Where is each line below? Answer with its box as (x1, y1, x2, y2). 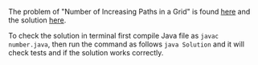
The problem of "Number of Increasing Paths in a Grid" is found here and (8, 7, 251, 16)
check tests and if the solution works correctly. (8, 48, 164, 57)
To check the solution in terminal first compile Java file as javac (8, 31, 219, 40)
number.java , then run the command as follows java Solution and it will (8, 39, 245, 49)
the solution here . (8, 15, 67, 25)
